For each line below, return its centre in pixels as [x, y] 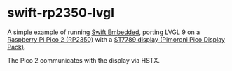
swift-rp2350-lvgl [61, 13]
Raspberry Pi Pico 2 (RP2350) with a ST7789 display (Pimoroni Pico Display [116, 39]
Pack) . [16, 47]
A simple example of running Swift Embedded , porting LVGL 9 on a [104, 32]
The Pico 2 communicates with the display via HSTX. [83, 60]
